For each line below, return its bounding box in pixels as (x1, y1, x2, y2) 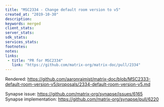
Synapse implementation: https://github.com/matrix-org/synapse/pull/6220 (5, 96, 159, 102)
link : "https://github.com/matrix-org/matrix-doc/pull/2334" (11, 62, 141, 67)
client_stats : (5, 26, 35, 31)
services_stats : (5, 40, 39, 45)
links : (5, 53, 19, 58)
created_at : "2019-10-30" (5, 12, 58, 17)
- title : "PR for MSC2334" (7, 58, 63, 63)
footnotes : (5, 44, 28, 49)
